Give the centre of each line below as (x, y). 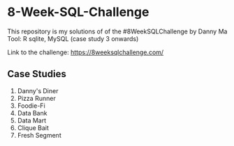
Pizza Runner (36, 98)
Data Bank (32, 113)
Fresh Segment (39, 135)
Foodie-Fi (31, 106)
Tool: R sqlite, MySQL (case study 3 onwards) (73, 38)
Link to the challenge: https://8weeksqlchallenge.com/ (86, 52)
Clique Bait (33, 128)
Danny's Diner (38, 90)
